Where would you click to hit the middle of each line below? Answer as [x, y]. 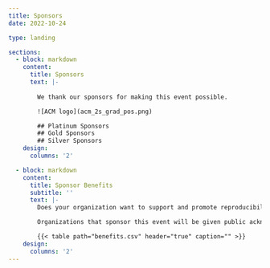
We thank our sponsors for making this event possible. [133, 97]
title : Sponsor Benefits [71, 185]
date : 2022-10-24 [37, 23]
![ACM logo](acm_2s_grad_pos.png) [95, 112]
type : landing [32, 38]
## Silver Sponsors [70, 141]
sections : [25, 52]
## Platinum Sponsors [74, 126]
